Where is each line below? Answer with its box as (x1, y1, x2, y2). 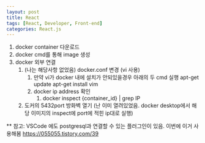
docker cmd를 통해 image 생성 (15, 51, 91, 58)
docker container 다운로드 (15, 43, 80, 51)
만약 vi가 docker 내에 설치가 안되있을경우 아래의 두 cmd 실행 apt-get (33, 74, 199, 81)
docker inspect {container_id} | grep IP (42, 95, 141, 102)
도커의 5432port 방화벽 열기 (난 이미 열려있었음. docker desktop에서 (24, 102, 191, 110)
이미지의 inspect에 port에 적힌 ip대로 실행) (31, 110, 133, 117)
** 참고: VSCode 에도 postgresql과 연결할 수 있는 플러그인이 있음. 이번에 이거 (6, 122, 193, 130)
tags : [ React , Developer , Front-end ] (6, 20, 103, 26)
